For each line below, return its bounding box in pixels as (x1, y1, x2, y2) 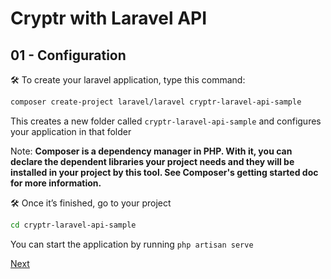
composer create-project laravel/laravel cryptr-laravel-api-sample (10, 97, 302, 107)
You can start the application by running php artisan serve (10, 238, 254, 250)
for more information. (10, 177, 102, 189)
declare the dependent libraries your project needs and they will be (10, 155, 295, 167)
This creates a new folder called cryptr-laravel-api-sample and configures (10, 115, 322, 127)
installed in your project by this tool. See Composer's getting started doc (10, 166, 319, 178)
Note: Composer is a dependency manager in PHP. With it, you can (10, 145, 293, 157)
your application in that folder (10, 125, 132, 137)
